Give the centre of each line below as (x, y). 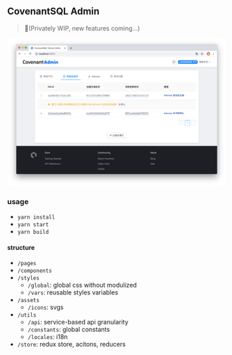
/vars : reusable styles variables (73, 292)
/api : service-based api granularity (78, 322)
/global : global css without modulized (82, 285)
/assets (28, 301)
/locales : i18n (48, 337)
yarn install (36, 218)
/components (34, 271)
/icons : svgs (45, 307)
